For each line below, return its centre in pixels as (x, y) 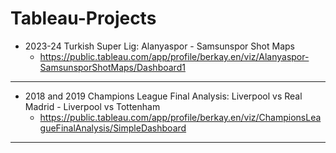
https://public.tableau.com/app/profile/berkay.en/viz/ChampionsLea (180, 117)
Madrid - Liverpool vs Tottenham (92, 106)
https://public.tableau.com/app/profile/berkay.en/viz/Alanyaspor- (174, 56)
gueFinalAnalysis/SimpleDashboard (113, 128)
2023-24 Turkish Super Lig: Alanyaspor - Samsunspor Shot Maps (159, 46)
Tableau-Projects (83, 18)
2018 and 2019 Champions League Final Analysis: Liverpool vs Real (163, 96)
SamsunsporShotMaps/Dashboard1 (112, 67)
